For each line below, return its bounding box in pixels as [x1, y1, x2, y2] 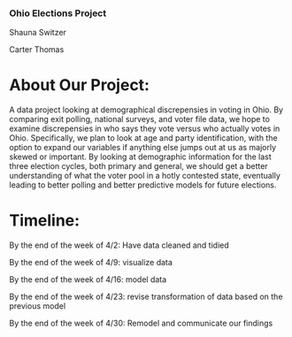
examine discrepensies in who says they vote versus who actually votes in [9, 123, 280, 134]
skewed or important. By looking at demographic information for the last [9, 151, 272, 162]
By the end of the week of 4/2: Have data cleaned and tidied [9, 240, 230, 250]
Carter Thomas [9, 44, 65, 55]
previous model [9, 301, 66, 311]
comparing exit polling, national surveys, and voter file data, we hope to [9, 114, 270, 125]
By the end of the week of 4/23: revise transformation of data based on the [9, 291, 283, 303]
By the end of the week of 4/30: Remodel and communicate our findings [9, 318, 273, 329]
